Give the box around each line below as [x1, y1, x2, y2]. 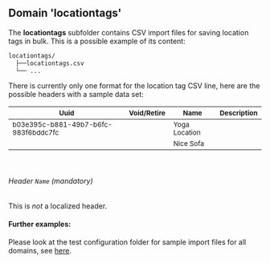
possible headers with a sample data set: [8, 90, 145, 99]
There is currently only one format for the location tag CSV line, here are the [8, 81, 260, 91]
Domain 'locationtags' [8, 6, 122, 20]
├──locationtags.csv [15, 59, 84, 67]
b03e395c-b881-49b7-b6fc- [12, 120, 112, 129]
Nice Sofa [173, 140, 205, 148]
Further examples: [8, 220, 72, 229]
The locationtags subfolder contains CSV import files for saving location [8, 27, 249, 37]
